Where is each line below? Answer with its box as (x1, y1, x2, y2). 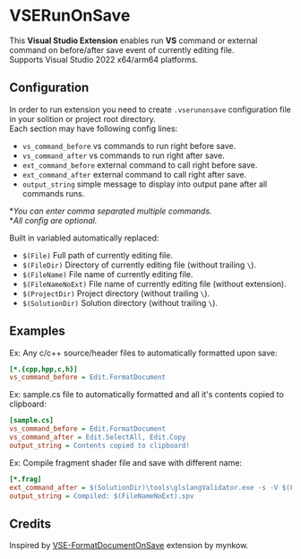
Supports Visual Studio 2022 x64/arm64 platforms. (9, 54, 199, 65)
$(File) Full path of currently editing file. (21, 249, 173, 260)
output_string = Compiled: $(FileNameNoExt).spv (9, 491, 194, 501)
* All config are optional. (9, 214, 98, 225)
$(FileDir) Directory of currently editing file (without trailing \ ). (21, 259, 257, 270)
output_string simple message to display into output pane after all (21, 179, 268, 189)
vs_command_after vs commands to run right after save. (21, 150, 226, 161)
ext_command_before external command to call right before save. (21, 159, 258, 170)
